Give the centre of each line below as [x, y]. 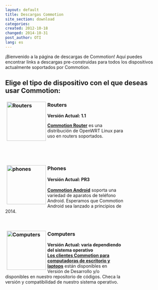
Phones [57, 168]
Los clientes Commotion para [78, 255]
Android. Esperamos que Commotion [85, 200]
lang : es [14, 42]
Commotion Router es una [75, 125]
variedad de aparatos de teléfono [81, 195]
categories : [17, 24]
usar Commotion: [33, 91]
